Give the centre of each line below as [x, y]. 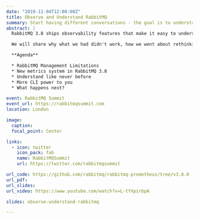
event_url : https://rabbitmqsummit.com [55, 104]
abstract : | [21, 28]
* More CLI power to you [42, 82]
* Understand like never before [52, 77]
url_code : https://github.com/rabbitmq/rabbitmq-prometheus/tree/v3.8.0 [98, 175]
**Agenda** [25, 55]
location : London [28, 109]
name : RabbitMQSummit [43, 158]
